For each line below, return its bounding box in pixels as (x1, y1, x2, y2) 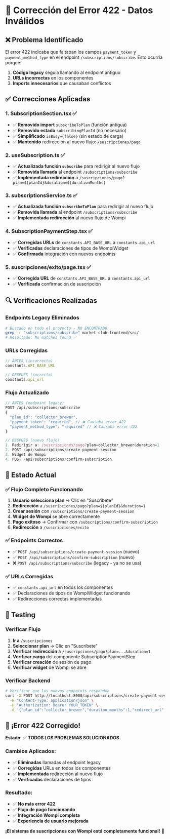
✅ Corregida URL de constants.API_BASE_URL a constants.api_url (12, 275, 150, 281)
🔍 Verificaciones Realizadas (5, 296, 97, 305)
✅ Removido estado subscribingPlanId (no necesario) (12, 127, 127, 133)
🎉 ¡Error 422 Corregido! (5, 721, 81, 730)
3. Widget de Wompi (5, 452, 47, 457)
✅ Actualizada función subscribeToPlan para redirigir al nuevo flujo (12, 204, 153, 210)
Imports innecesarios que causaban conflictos (12, 81, 111, 86)
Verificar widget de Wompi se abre (12, 664, 87, 670)
